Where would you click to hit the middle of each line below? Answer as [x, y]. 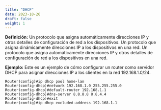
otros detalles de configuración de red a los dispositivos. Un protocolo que [80, 43]
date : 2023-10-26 [23, 14]
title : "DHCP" [20, 10]
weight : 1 [15, 23]
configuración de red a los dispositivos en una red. [56, 58]
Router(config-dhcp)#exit [31, 99]
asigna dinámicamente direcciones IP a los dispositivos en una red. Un [77, 47]
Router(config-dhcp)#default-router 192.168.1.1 [56, 90]
